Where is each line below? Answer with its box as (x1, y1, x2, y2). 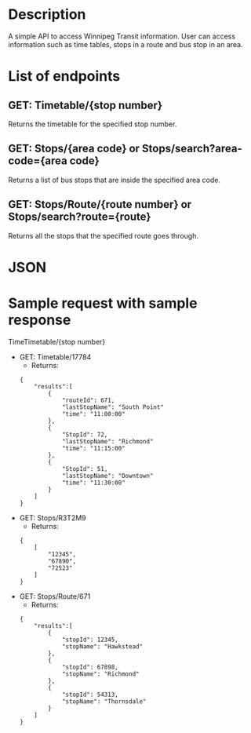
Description (8, 5, 86, 24)
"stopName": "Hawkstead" (61, 642, 144, 651)
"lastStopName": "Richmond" (61, 437, 154, 445)
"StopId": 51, (61, 465, 108, 472)
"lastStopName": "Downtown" (61, 472, 154, 480)
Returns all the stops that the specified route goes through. (8, 231, 198, 240)
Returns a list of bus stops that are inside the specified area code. (8, 175, 221, 184)
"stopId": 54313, (61, 691, 119, 698)
